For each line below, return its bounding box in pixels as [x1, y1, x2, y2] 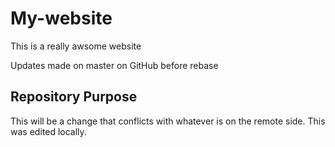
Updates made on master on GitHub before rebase [10, 59, 219, 71]
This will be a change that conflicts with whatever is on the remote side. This [10, 115, 326, 127]
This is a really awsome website [10, 40, 142, 52]
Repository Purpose [10, 88, 138, 106]
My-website [10, 7, 113, 30]
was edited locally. [10, 125, 87, 137]
